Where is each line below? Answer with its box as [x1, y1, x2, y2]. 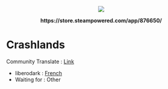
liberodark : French [14, 69, 62, 76]
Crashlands [6, 38, 65, 52]
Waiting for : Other [14, 76, 61, 83]
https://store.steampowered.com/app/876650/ [40, 17, 163, 24]
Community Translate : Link [6, 58, 74, 65]
